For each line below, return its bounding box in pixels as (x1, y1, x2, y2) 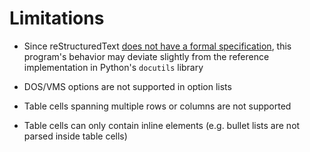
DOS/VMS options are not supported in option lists (23, 80, 232, 92)
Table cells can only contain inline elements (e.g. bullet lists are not (23, 119, 301, 131)
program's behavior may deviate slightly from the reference (23, 50, 270, 62)
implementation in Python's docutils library (23, 61, 204, 73)
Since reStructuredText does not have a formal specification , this (23, 40, 292, 52)
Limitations (9, 7, 105, 30)
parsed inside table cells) (23, 130, 128, 142)
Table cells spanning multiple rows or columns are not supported (23, 100, 292, 112)
